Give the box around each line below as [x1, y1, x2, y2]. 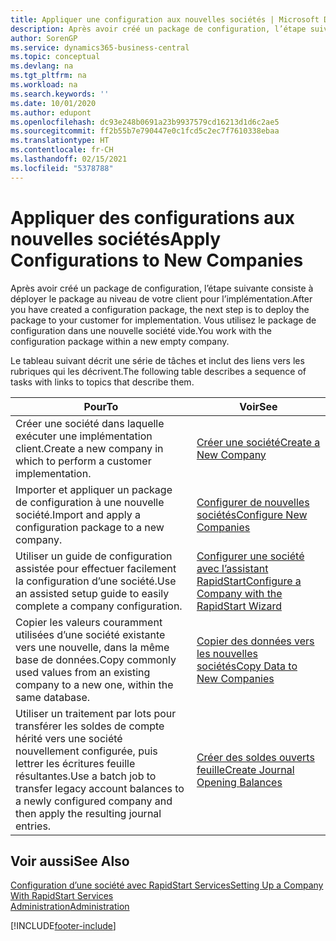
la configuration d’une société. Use [15, 574, 177, 588]
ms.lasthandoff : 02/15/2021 [10, 154, 128, 164]
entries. [15, 819, 52, 833]
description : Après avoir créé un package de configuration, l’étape [10, 24, 307, 34]
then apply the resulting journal [15, 806, 162, 820]
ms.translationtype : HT [10, 136, 110, 146]
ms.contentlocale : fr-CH [10, 145, 114, 155]
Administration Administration [10, 901, 130, 913]
